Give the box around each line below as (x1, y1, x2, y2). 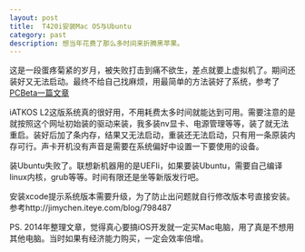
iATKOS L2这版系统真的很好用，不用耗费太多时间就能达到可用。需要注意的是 (9, 106, 296, 118)
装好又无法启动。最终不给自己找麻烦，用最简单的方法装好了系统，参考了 (9, 76, 280, 87)
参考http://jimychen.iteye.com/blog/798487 (9, 202, 172, 214)
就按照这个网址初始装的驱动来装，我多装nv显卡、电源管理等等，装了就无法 (9, 118, 289, 129)
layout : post (9, 13, 59, 23)
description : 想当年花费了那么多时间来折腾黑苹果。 (9, 38, 184, 48)
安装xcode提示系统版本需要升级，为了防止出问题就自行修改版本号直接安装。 (9, 191, 295, 202)
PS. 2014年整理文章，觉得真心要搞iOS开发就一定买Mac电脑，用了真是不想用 (9, 222, 295, 233)
